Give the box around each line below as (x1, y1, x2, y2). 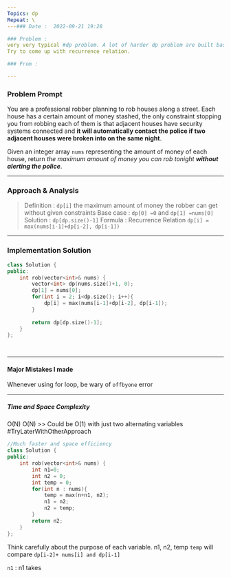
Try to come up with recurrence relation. (7, 48, 131, 55)
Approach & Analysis (7, 186, 79, 196)
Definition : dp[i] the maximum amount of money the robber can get (23, 201, 218, 210)
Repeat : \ (7, 17, 36, 23)
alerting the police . (7, 162, 63, 171)
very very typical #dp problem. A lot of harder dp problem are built (7, 42, 214, 49)
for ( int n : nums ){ (32, 485, 88, 492)
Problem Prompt (7, 89, 63, 98)
